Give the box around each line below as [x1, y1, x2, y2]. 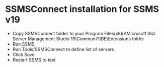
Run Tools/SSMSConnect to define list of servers [12, 46, 114, 52]
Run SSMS [12, 41, 35, 47]
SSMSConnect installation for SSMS [5, 3, 159, 15]
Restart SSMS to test [12, 57, 56, 63]
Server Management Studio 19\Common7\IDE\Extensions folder [12, 36, 144, 42]
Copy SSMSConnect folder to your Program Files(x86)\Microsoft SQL [12, 30, 156, 36]
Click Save [12, 51, 35, 58]
